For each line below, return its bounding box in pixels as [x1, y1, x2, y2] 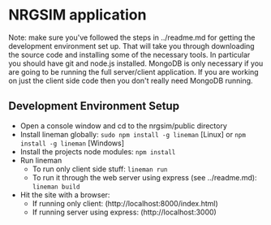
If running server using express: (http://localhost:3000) [32, 207, 217, 217]
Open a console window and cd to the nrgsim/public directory [19, 120, 227, 131]
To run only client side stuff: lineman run [32, 164, 168, 174]
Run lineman [19, 155, 62, 165]
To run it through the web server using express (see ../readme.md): [32, 172, 257, 182]
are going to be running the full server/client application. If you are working [8, 67, 259, 76]
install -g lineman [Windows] [19, 138, 124, 148]
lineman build [32, 183, 80, 191]
